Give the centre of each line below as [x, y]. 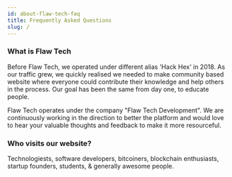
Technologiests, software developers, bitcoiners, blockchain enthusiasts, [113, 158]
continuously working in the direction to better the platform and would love [116, 117]
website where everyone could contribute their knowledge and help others [116, 81]
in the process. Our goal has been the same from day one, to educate [108, 89]
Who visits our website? [49, 143]
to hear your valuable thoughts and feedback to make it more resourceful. [115, 125]
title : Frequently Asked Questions [60, 20]
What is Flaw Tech [39, 51]
